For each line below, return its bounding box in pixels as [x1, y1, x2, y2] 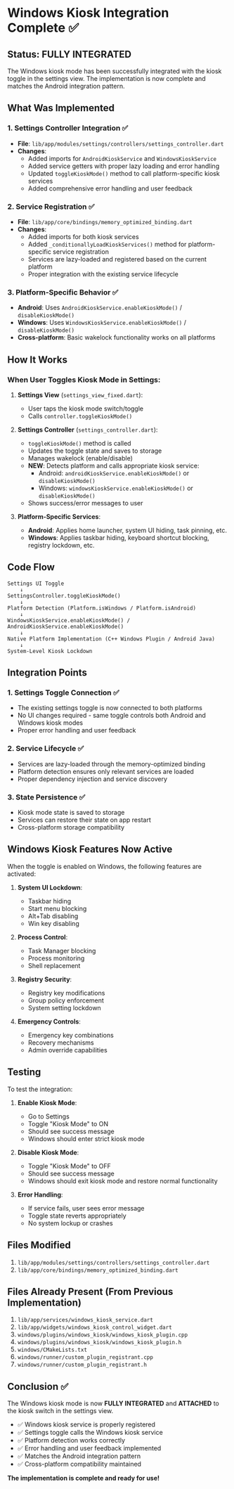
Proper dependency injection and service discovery [17, 775, 167, 783]
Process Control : [17, 933, 68, 941]
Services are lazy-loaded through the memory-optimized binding [17, 759, 206, 768]
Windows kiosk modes [17, 718, 84, 727]
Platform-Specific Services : [17, 512, 100, 521]
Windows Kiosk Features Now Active [7, 844, 173, 856]
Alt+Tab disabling [27, 912, 79, 920]
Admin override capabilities [27, 1045, 108, 1054]
